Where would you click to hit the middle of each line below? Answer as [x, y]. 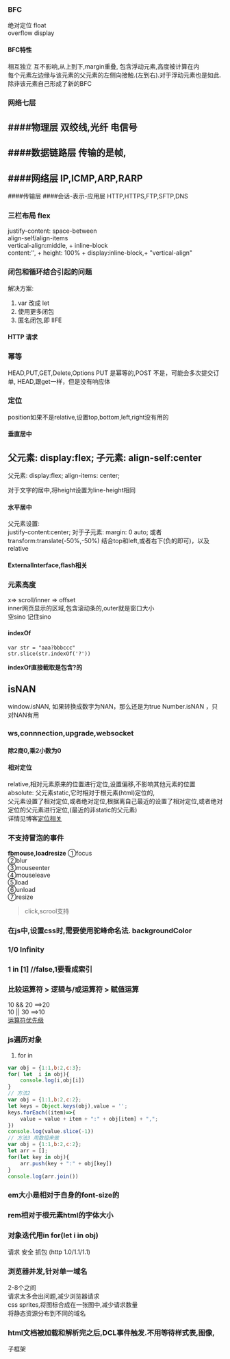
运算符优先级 [26, 1020]
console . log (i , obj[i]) [52, 1081]
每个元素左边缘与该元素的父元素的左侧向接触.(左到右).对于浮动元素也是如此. [115, 75]
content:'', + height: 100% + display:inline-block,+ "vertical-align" [100, 253]
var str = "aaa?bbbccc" [42, 648]
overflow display [31, 33]
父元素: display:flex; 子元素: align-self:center [105, 458]
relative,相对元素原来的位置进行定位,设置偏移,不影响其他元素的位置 [102, 784]
